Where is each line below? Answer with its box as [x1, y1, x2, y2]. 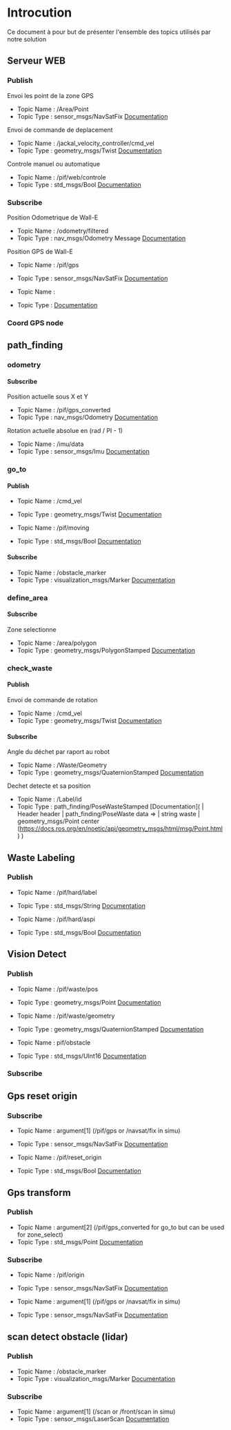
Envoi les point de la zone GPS [7, 91, 94, 99]
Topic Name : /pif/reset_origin [17, 1153, 102, 1161]
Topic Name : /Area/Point [17, 105, 89, 113]
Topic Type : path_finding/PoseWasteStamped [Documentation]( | [17, 802, 204, 811]
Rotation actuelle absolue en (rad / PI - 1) [7, 427, 123, 435]
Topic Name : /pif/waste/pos [17, 985, 99, 993]
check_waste [7, 663, 53, 673]
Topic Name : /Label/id [17, 795, 82, 804]
